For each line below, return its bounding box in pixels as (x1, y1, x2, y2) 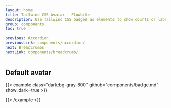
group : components (5, 21, 44, 27)
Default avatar (5, 68, 52, 77)
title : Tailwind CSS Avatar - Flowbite (5, 12, 90, 17)
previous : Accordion (5, 35, 49, 41)
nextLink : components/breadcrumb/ (5, 49, 79, 55)
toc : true (5, 26, 26, 31)
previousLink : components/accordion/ (5, 40, 85, 46)
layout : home (5, 7, 33, 13)
